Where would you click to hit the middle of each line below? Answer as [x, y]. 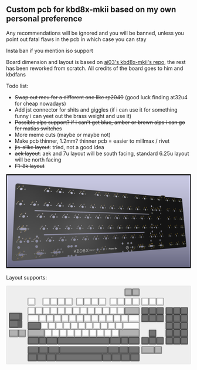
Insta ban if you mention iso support [50, 51]
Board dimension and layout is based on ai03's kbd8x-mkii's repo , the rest [96, 62]
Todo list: [17, 86]
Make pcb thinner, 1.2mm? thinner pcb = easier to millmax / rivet [92, 141]
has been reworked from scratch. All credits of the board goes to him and [95, 68]
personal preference [44, 19]
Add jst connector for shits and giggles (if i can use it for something [96, 110]
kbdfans [16, 74]
